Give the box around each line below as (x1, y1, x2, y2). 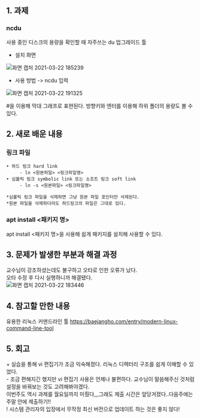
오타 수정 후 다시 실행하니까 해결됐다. (6, 274, 93, 281)
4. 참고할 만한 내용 (6, 300, 71, 311)
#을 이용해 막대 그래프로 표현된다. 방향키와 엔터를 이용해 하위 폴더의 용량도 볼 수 (6, 102, 193, 109)
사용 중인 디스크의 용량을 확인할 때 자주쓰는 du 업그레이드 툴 (6, 38, 147, 46)
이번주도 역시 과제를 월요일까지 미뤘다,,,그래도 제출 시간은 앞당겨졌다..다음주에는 (6, 390, 193, 398)
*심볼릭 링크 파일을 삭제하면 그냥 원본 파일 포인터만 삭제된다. (6, 194, 140, 200)
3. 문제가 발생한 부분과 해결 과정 (6, 249, 117, 260)
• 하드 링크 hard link (6, 164, 58, 170)
